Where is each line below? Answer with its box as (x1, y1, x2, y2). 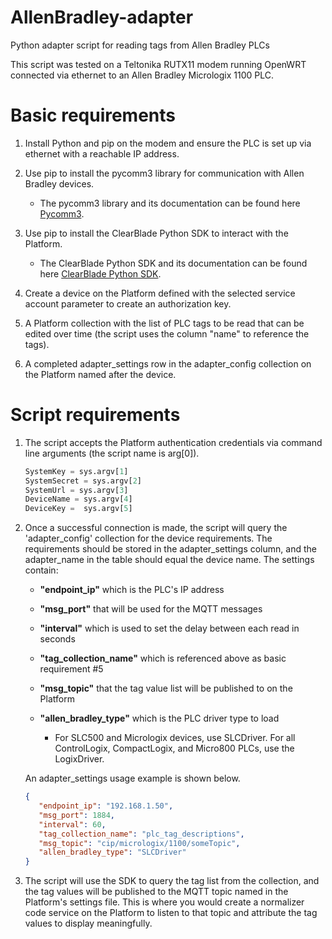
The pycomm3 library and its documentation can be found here (39, 197, 301, 209)
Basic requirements (10, 104, 177, 127)
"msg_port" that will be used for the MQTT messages (39, 603, 263, 615)
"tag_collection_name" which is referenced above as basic (39, 652, 287, 665)
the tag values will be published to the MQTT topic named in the (24, 886, 289, 898)
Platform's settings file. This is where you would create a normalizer (24, 896, 305, 908)
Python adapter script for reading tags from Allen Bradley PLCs (10, 39, 270, 51)
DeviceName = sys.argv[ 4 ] (24, 494, 133, 505)
